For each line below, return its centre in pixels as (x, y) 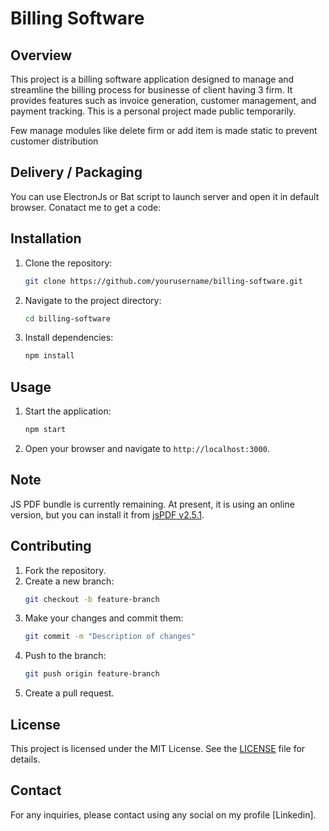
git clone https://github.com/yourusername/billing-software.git (163, 281)
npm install (49, 356)
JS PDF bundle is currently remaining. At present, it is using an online (152, 504)
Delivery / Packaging (76, 172)
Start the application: (68, 411)
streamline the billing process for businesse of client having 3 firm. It (151, 90)
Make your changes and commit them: (104, 618)
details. (25, 759)
